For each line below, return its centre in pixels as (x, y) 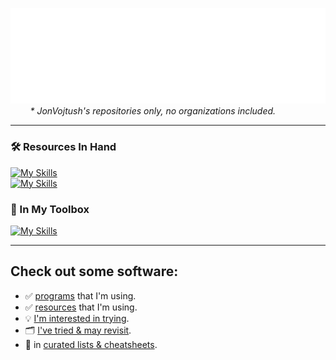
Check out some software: (94, 271)
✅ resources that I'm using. (81, 307)
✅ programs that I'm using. (80, 295)
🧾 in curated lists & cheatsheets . (91, 344)
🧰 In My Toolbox (50, 209)
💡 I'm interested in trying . (77, 318)
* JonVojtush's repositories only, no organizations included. (153, 111)
